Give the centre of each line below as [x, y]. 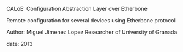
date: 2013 [20, 44]
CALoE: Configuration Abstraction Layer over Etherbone [77, 9]
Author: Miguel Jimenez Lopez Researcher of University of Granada [92, 32]
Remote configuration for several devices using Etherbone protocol [91, 20]
